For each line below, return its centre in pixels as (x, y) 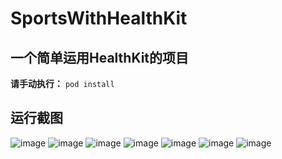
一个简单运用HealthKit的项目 (100, 57)
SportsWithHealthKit (99, 18)
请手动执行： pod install (62, 83)
